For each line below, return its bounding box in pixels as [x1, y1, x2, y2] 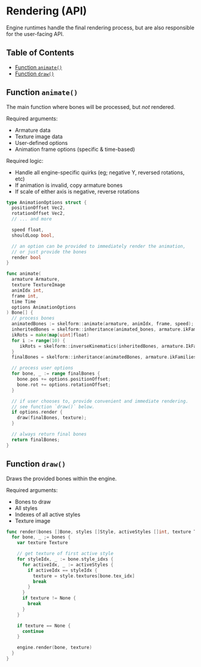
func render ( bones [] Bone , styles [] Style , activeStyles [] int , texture [6, 529, 191, 535]
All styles [14, 504, 38, 511]
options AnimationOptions [11, 304, 77, 310]
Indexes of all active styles [14, 511, 81, 518]
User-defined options [14, 139, 68, 146]
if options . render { [11, 409, 63, 416]
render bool [11, 254, 42, 260]
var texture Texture [17, 540, 68, 546]
